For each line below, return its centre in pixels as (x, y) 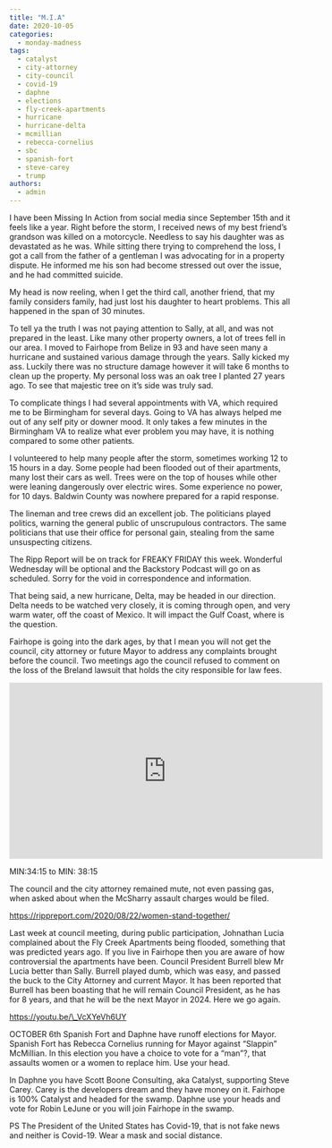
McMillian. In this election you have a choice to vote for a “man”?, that (138, 1053)
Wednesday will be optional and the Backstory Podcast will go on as (135, 569)
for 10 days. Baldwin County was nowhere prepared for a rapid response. (144, 496)
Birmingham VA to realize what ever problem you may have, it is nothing (142, 431)
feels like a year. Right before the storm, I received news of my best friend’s (149, 227)
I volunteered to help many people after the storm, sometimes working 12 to (149, 458)
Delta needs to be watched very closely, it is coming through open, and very (150, 605)
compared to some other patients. (72, 441)
